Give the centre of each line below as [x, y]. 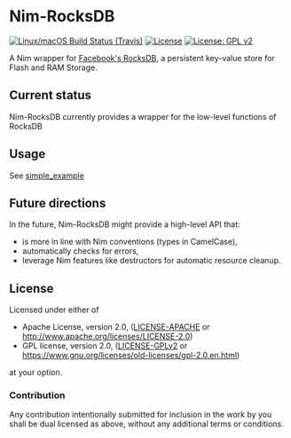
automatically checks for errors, [80, 251]
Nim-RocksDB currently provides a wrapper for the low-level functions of [143, 116]
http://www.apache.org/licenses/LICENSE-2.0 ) [107, 336]
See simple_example [47, 176]
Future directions [58, 203]
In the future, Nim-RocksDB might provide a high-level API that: [125, 224]
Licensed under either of [54, 310]
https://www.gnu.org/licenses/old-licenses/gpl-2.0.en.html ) [131, 356]
